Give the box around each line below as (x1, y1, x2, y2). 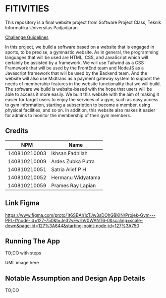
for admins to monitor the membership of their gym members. (5, 112, 131, 118)
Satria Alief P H (51, 166, 87, 173)
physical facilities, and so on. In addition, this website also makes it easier (5, 107, 156, 113)
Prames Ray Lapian (51, 182, 96, 189)
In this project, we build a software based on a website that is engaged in (5, 44, 155, 50)
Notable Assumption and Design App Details (5, 274, 145, 283)
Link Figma (5, 199, 40, 207)
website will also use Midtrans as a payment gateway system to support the (5, 75, 160, 81)
